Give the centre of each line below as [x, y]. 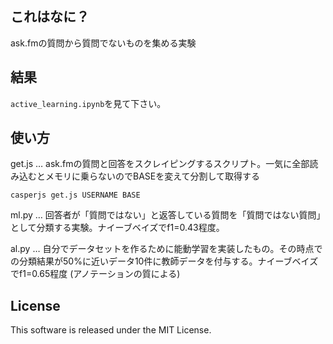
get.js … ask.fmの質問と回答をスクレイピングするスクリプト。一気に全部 [160, 164]
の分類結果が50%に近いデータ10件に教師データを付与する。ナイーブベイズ [164, 261]
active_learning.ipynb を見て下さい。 [88, 103]
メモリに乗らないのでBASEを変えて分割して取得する [152, 176]
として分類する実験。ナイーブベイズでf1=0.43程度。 [117, 228]
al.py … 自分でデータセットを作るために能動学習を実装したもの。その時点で [166, 249]
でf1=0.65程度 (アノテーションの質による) [95, 274]
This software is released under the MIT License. [111, 330]
